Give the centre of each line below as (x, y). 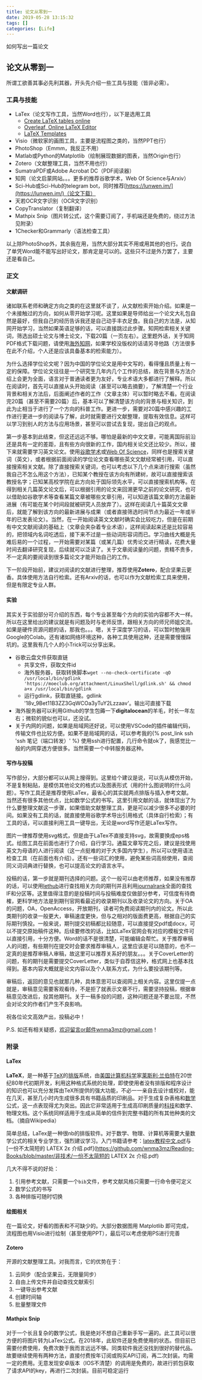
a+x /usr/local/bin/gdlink (58, 689)
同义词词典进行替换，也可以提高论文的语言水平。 (67, 865)
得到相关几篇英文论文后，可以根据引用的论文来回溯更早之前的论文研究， (96, 489)
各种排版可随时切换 (39, 1197)
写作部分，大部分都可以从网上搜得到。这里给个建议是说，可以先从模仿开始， (101, 777)
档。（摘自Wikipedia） (33, 1121)
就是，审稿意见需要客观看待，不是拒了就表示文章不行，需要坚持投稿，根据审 (101, 989)
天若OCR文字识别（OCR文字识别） (58, 201)
